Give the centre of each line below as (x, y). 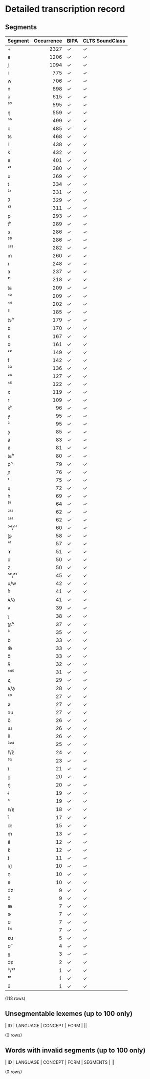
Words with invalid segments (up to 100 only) (75, 1050)
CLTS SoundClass (104, 41)
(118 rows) (15, 998)
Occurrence (48, 41)
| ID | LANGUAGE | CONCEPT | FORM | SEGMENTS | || (60, 1062)
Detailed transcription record (65, 9)
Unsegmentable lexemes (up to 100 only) (69, 1014)
